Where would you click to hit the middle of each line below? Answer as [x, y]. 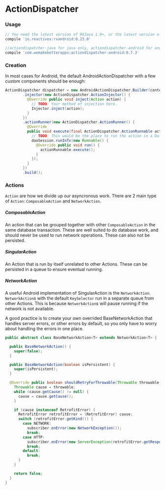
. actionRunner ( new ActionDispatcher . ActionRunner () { [79, 122]
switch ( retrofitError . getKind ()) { [55, 419]
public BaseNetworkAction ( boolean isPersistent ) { [62, 365]
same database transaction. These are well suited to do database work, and [82, 230]
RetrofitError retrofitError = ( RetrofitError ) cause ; [75, 414]
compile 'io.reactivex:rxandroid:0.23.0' [48, 39]
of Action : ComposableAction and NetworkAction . [53, 201]
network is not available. [30, 309]
